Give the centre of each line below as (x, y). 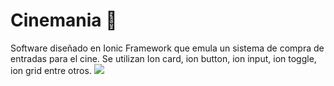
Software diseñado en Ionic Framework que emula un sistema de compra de (167, 48)
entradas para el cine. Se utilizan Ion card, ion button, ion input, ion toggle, (163, 58)
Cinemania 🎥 (64, 20)
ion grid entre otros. (51, 70)
